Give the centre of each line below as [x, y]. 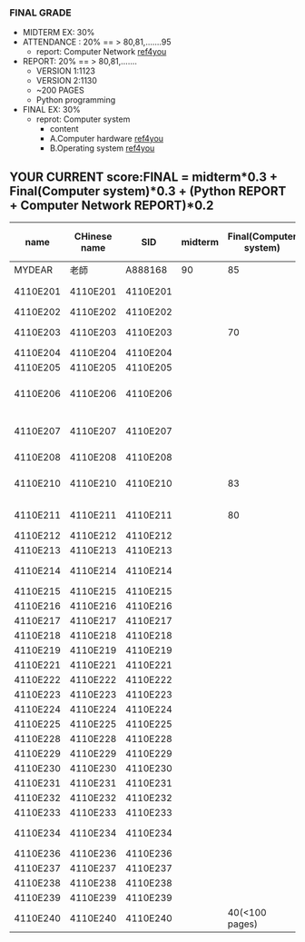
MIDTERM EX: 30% [59, 33]
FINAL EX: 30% [52, 110]
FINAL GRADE [40, 13]
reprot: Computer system [83, 119]
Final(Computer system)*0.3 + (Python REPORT [148, 191]
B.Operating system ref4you [102, 148]
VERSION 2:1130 [67, 81]
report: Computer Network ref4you [101, 52]
